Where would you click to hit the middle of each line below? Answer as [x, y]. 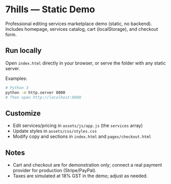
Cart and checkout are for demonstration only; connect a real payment [87, 165]
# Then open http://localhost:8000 [43, 97]
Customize [23, 113]
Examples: [16, 78]
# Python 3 [17, 88]
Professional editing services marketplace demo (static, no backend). [79, 24]
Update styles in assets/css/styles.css [55, 131]
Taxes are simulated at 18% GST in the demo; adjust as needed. [80, 176]
